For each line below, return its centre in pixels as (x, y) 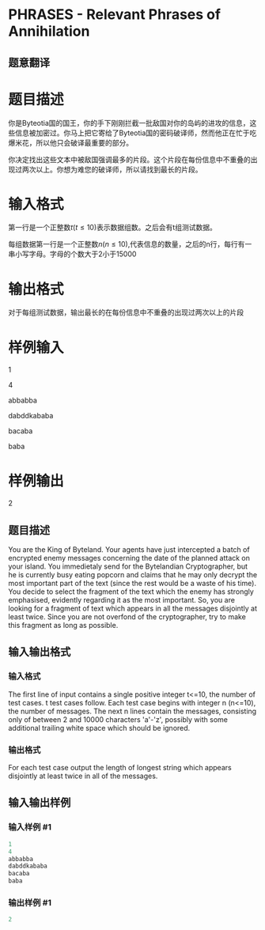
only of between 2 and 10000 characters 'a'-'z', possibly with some (118, 719)
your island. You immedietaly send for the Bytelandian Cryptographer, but (128, 566)
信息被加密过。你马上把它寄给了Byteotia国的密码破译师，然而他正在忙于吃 (136, 133)
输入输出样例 (40, 803)
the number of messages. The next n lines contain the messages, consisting (132, 711)
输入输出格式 (40, 652)
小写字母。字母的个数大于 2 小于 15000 (76, 254)
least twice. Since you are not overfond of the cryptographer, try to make (127, 617)
